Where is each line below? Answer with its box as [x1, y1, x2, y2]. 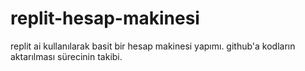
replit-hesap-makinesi [10, 7, 200, 30]
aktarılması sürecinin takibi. [10, 50, 123, 62]
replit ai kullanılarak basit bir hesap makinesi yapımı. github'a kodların [10, 40, 296, 52]
